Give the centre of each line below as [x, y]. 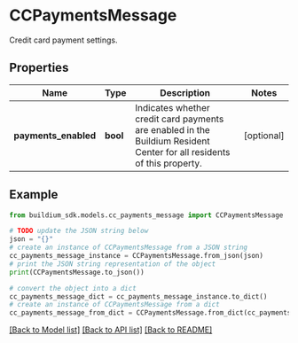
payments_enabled [55, 136]
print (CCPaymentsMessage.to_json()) [77, 272]
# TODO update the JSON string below [79, 231]
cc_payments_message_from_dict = [71, 313]
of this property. [169, 163]
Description [185, 92]
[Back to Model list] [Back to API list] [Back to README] [111, 330]
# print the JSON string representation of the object [113, 264]
